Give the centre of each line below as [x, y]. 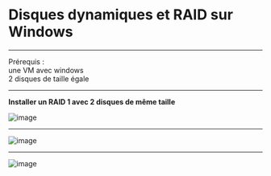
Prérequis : [26, 61]
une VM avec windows [46, 70]
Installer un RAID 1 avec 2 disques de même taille [92, 101]
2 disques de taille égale [49, 79]
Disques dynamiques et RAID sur [121, 15]
